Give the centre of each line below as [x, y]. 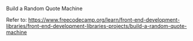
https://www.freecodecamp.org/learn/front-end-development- [104, 20]
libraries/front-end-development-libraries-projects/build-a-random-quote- [96, 26]
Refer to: [16, 20]
